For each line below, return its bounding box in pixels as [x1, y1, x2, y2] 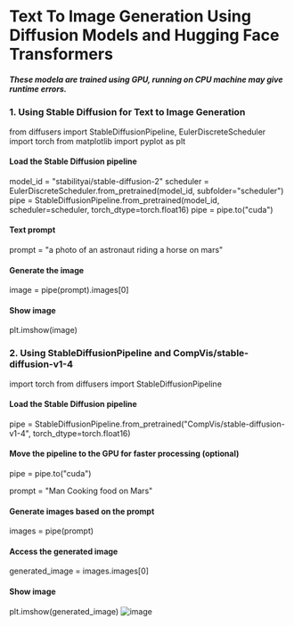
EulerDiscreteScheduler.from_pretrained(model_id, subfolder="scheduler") [9, 185, 284, 196]
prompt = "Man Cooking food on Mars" [9, 485, 153, 496]
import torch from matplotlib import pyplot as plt [9, 135, 186, 146]
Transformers [9, 45, 114, 64]
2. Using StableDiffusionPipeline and [9, 347, 172, 360]
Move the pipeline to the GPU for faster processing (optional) [9, 448, 240, 459]
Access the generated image [9, 546, 118, 557]
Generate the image [9, 264, 85, 275]
